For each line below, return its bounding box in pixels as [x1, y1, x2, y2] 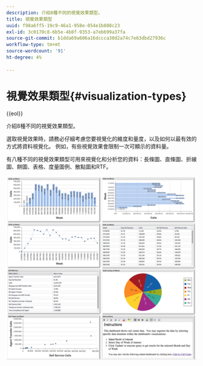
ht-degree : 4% [6, 54, 42, 60]
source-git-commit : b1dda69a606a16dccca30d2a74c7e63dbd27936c [6, 35, 166, 42]
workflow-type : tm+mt [6, 42, 61, 48]
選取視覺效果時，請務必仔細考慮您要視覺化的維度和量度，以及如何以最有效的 [6, 135, 197, 142]
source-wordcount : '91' [6, 48, 66, 54]
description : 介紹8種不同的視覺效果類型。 [6, 10, 103, 16]
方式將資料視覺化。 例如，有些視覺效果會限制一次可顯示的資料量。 [6, 143, 172, 150]
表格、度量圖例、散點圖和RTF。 [32, 163, 112, 170]
